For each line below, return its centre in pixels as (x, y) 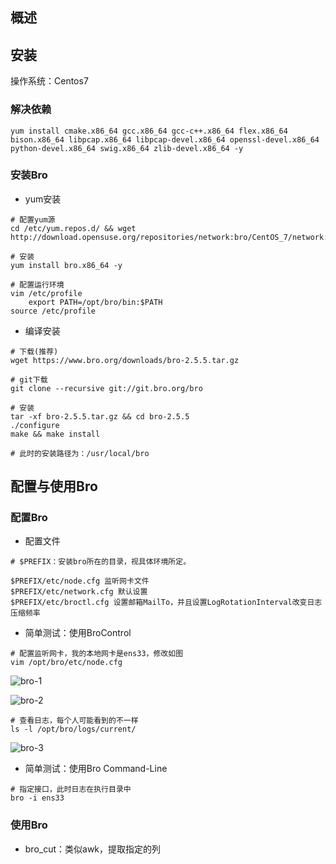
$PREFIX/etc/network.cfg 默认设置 (79, 592)
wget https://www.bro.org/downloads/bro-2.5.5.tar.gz (125, 360)
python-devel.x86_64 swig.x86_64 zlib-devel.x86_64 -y (127, 148)
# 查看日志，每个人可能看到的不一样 (74, 721)
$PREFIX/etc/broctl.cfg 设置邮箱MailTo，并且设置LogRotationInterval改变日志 (166, 603)
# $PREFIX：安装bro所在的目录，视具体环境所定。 (101, 562)
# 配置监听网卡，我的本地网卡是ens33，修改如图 (97, 654)
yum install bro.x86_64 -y (66, 265)
